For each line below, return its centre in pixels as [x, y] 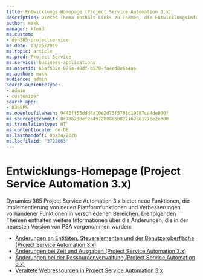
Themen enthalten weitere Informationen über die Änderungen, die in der [97, 220]
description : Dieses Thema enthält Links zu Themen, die [79, 18]
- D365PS [17, 107]
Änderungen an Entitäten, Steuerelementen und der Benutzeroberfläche [105, 238]
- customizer [23, 96]
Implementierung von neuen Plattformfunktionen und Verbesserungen [94, 207]
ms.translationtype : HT [36, 125]
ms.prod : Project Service [39, 57]
